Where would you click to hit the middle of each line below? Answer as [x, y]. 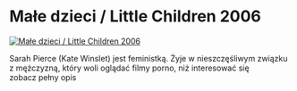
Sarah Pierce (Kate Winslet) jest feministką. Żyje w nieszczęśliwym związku [148, 58]
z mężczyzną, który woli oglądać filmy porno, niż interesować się [129, 68]
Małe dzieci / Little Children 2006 [135, 17]
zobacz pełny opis [43, 77]
